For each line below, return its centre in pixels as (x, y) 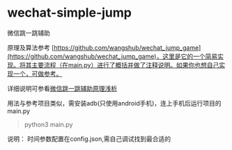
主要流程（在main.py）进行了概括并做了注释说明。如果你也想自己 (125, 65)
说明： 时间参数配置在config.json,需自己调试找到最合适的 (89, 139)
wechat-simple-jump (70, 13)
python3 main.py (48, 124)
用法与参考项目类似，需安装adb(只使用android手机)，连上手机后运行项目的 (114, 103)
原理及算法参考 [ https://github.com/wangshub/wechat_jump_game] (104, 47)
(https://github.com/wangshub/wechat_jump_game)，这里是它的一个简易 (113, 56)
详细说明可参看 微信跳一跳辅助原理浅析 (62, 88)
